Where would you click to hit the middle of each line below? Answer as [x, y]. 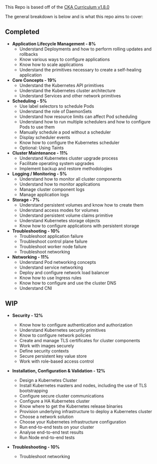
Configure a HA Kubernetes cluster [55, 401]
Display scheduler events [45, 137]
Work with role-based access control [57, 361]
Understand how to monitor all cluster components [70, 179]
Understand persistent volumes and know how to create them [81, 205]
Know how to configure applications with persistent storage [79, 226]
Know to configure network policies [55, 335]
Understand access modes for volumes [59, 210]
